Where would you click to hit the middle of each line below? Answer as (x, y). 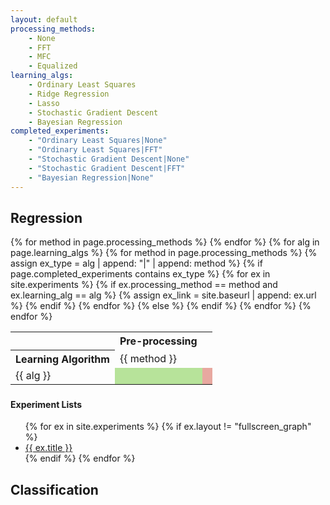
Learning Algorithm (62, 359)
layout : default (44, 19)
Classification (54, 489)
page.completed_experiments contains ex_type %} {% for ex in (140, 274)
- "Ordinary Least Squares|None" (98, 141)
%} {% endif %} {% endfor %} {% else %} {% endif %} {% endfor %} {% (161, 306)
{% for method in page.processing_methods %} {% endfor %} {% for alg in (165, 242)
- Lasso (44, 103)
